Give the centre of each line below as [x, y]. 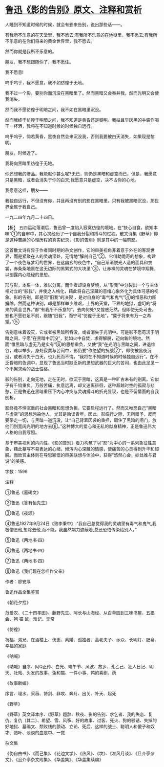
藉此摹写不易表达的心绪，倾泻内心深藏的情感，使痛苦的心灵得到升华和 [84, 449]
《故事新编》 [18, 683]
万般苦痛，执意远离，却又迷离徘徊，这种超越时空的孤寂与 [92, 385]
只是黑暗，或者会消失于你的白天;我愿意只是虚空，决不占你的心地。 [72, 180]
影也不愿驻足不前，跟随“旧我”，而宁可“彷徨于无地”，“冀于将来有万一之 [76, 316]
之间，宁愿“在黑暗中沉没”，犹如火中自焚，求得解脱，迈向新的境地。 [77, 338]
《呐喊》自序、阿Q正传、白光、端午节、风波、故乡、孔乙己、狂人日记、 [77, 666]
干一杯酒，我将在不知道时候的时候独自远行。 [50, 126]
